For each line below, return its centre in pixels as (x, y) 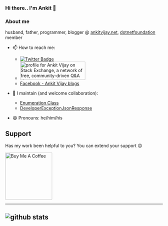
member (14, 37)
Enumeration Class (39, 103)
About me (17, 21)
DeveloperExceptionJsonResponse (56, 108)
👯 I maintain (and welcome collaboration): (55, 93)
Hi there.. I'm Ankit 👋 (31, 8)
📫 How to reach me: (34, 47)
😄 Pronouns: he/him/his (37, 118)
